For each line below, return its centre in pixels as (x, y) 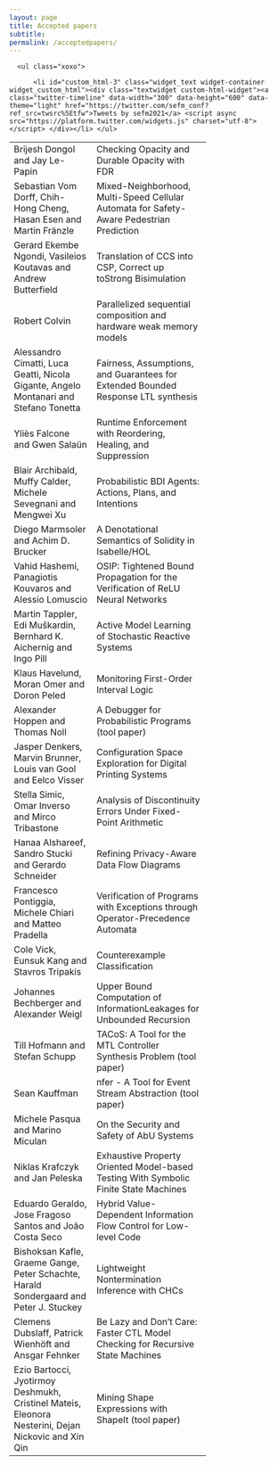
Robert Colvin (42, 321)
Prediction (118, 231)
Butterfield (36, 290)
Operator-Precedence (143, 918)
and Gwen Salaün (50, 445)
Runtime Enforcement (142, 423)
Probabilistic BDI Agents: (148, 481)
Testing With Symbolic (143, 1178)
